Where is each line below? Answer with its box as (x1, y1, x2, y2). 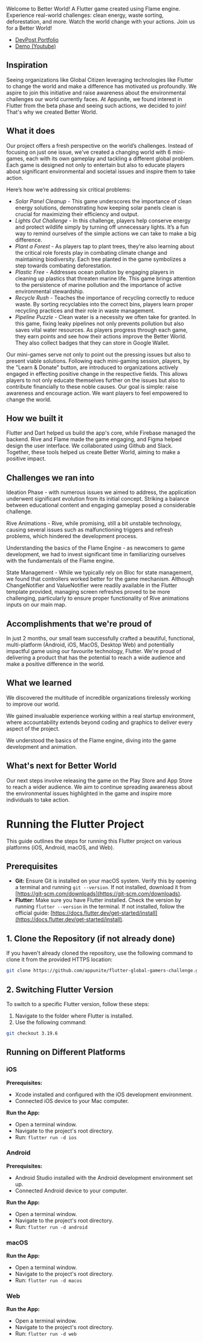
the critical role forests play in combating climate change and (14, 249, 167, 256)
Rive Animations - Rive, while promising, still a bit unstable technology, (6, 520, 182, 527)
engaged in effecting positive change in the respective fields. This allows (6, 370, 188, 377)
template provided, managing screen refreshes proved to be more (6, 588, 170, 596)
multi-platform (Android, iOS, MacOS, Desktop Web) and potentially (6, 641, 175, 648)
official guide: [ (14, 909, 53, 916)
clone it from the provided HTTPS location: (6, 956, 113, 963)
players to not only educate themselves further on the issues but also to (6, 377, 185, 384)
